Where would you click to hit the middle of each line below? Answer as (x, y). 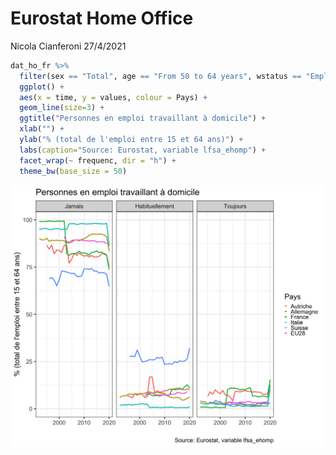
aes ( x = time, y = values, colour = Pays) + (113, 97)
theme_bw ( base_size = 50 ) (73, 171)
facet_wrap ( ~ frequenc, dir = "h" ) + (98, 160)
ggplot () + (42, 87)
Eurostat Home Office (102, 18)
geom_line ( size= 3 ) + (62, 108)
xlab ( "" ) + (42, 129)
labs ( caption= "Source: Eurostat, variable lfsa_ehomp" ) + (143, 150)
